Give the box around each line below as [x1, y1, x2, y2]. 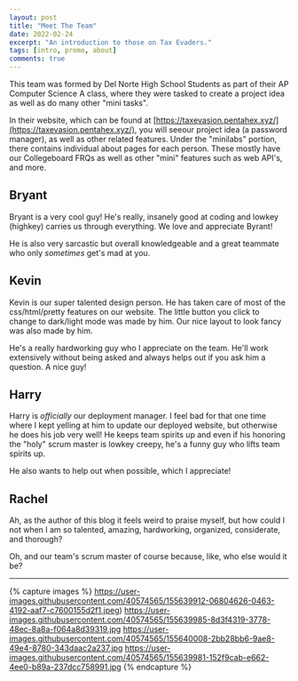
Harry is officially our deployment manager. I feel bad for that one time [9, 411, 267, 421]
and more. [9, 162, 47, 172]
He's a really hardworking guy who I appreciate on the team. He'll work [9, 342, 269, 353]
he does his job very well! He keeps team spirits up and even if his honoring [9, 429, 286, 440]
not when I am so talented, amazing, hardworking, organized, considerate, [9, 525, 281, 535]
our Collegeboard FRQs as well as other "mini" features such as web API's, [9, 153, 283, 163]
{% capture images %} [9, 586, 93, 597]
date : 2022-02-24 [9, 29, 74, 38]
